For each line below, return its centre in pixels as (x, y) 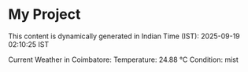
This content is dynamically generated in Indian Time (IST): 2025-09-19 (124, 36)
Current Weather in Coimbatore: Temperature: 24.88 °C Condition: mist (123, 59)
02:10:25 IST (29, 44)
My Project (44, 14)
